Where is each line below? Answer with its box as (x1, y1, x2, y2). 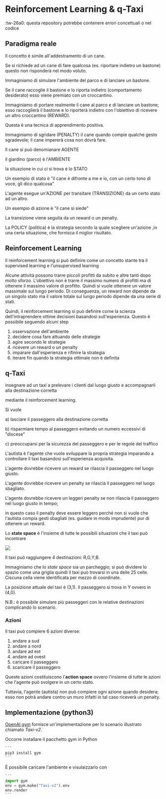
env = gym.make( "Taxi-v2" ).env (5, 783, 70, 788)
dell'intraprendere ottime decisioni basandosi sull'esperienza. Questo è (5, 313, 150, 319)
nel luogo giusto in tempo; (5, 501, 58, 507)
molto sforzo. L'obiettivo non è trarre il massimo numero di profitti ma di (5, 277, 151, 284)
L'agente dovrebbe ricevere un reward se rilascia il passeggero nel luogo (5, 465, 154, 471)
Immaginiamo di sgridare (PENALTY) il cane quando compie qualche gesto (5, 132, 158, 138)
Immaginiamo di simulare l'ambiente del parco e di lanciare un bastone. (5, 77, 151, 83)
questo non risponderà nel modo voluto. (5, 68, 87, 73)
